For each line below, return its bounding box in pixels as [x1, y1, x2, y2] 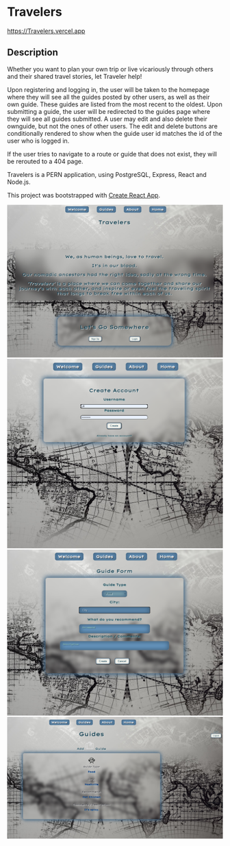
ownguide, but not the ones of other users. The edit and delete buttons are [7, 121, 218, 130]
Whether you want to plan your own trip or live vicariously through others [7, 64, 214, 73]
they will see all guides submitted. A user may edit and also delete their [7, 115, 207, 123]
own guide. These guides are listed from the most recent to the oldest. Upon [7, 100, 222, 108]
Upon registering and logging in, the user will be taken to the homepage [7, 85, 210, 93]
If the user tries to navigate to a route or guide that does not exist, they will [7, 150, 217, 158]
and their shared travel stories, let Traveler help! [7, 72, 142, 80]
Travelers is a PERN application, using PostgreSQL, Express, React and [7, 170, 207, 178]
